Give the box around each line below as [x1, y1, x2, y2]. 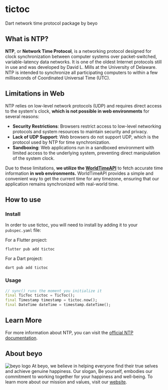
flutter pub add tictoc [5, 247, 55, 252]
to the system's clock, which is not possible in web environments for [5, 108, 149, 114]
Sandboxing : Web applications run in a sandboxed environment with [12, 144, 154, 150]
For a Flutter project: [5, 237, 48, 243]
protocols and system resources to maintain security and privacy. [12, 128, 148, 134]
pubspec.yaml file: [5, 227, 42, 233]
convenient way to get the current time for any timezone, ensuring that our [5, 175, 159, 181]
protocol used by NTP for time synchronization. [12, 139, 111, 145]
